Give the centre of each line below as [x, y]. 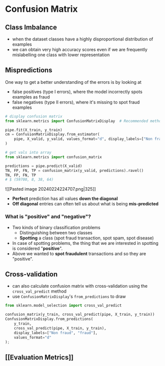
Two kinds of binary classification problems [56, 227]
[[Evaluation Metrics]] [39, 357]
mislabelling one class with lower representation [61, 55]
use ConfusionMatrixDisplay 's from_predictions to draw [69, 297]
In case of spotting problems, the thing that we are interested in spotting [85, 243]
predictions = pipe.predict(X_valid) [44, 166]
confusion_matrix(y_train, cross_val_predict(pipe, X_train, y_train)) [80, 315]
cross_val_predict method [39, 291]
